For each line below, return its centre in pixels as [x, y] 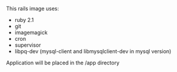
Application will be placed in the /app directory [63, 63]
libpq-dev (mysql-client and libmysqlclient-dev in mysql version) [93, 51]
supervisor [28, 45]
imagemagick [31, 32]
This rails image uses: [32, 9]
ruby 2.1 [24, 20]
